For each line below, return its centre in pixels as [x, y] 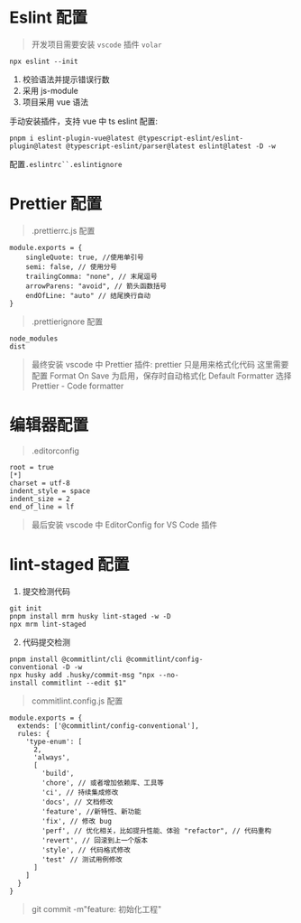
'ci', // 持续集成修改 [80, 792]
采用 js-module [50, 90]
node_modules [34, 339]
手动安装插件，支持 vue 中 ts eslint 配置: [84, 121]
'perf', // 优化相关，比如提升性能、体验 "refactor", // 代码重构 [157, 831]
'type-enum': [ [54, 741]
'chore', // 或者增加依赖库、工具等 [103, 783]
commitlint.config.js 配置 [77, 701]
